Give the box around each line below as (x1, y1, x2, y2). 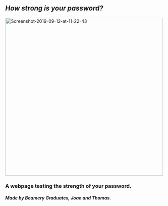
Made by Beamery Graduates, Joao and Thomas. (5, 195, 111, 201)
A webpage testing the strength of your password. (5, 182, 132, 189)
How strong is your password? (5, 4, 103, 13)
